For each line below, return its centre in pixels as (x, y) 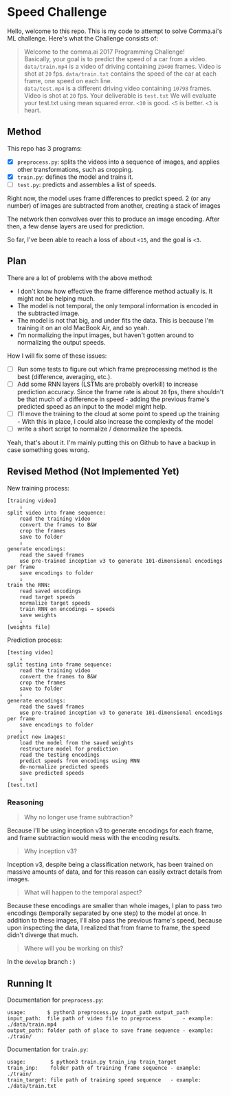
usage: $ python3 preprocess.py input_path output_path (98, 1012)
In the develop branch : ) (41, 962)
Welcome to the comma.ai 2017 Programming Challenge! (104, 52)
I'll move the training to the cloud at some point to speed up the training (118, 413)
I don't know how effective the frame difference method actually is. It (115, 291)
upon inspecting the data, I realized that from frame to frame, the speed (109, 928)
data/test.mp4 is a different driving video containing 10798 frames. (118, 88)
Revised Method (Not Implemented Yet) (93, 472)
